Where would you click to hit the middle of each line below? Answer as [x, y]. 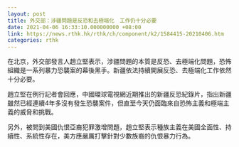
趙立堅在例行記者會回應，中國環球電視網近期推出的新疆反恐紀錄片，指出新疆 [119, 94]
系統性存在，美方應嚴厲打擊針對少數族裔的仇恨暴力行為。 [110, 136]
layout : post [27, 14]
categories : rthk [33, 40]
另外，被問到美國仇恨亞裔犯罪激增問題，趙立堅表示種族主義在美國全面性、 [116, 127]
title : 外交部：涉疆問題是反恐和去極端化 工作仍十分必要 [82, 21]
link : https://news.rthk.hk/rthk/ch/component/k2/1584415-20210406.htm [116, 34]
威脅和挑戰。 [38, 112]
